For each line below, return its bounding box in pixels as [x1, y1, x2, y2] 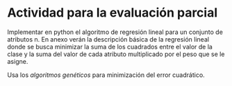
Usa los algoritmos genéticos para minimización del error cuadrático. [7, 71, 205, 79]
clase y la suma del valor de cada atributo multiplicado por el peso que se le [7, 50, 225, 58]
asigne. [7, 57, 28, 65]
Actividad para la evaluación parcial [7, 5, 218, 21]
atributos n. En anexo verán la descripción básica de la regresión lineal [7, 35, 210, 43]
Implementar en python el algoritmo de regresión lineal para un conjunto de [7, 28, 224, 36]
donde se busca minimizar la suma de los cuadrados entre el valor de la [7, 42, 213, 51]
